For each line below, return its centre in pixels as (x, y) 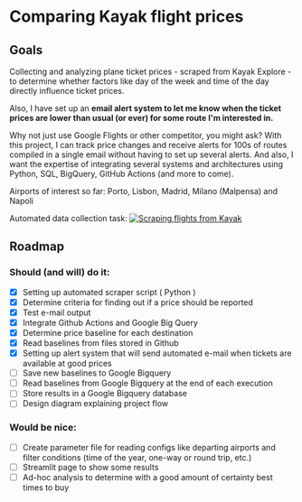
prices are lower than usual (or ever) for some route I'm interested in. (142, 118)
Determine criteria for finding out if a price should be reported (137, 302)
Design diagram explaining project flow (95, 404)
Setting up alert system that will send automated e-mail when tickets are (157, 353)
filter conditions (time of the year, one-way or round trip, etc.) (137, 457)
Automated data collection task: (69, 218)
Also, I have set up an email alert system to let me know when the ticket (146, 108)
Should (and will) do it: (60, 273)
